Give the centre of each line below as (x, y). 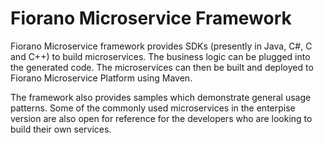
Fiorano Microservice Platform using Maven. (101, 78)
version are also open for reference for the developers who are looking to (161, 118)
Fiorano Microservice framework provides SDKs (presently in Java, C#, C (161, 46)
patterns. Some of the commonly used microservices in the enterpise (153, 108)
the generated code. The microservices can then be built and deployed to (162, 67)
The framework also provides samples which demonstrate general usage (161, 97)
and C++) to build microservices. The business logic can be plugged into (160, 56)
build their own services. (61, 129)
